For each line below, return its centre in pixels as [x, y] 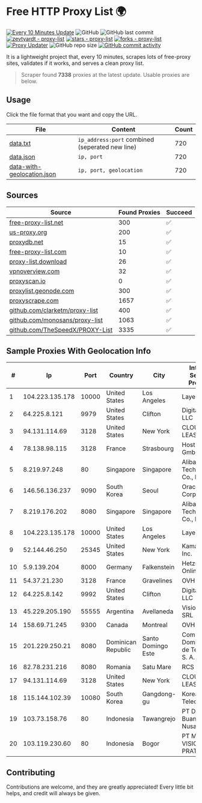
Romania [118, 667]
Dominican [121, 642]
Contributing [31, 772]
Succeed [179, 212]
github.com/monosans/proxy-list [56, 320]
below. [29, 81]
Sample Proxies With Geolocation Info [79, 351]
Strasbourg [158, 449]
